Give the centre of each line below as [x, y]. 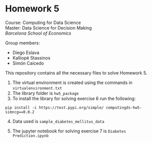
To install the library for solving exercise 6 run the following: [74, 98]
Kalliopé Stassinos [31, 57]
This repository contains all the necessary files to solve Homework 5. [76, 72]
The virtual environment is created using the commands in [72, 82]
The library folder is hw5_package [45, 93]
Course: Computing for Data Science [43, 22]
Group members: [22, 42]
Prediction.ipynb [30, 135]
